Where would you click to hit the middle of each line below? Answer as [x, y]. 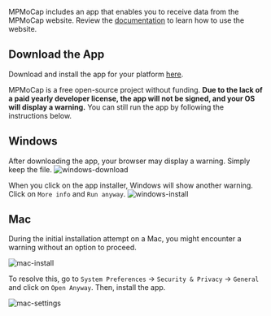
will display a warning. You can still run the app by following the [116, 107]
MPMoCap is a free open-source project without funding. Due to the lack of [135, 89]
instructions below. [40, 115]
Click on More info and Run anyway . [67, 193]
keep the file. [31, 169]
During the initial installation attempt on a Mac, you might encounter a [125, 239]
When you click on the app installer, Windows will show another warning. [131, 185]
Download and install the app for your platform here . [96, 74]
